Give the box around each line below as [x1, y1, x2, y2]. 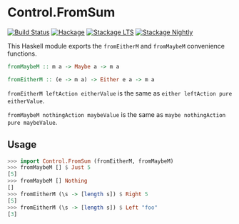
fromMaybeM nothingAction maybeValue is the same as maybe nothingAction [7, 110, 226, 118]
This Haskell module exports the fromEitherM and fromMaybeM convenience [7, 41, 225, 50]
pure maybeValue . [7, 118, 58, 126]
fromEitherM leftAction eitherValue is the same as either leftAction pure [7, 88, 233, 97]
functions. [7, 49, 37, 58]
